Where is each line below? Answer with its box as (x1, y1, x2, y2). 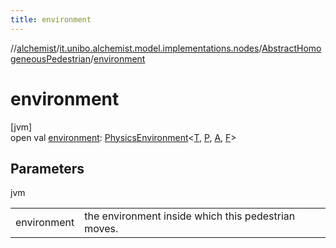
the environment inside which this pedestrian (84, 209, 296, 223)
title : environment (10, 14, 92, 25)
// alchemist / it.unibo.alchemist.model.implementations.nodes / (10, 42, 263, 54)
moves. (84, 222, 119, 236)
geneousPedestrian (10, 52, 91, 65)
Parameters (10, 160, 85, 177)
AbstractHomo (261, 42, 322, 54)
